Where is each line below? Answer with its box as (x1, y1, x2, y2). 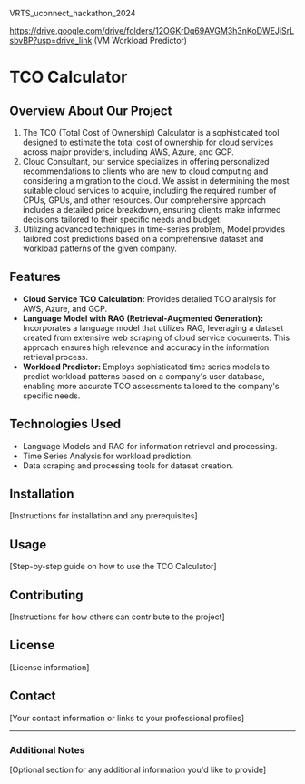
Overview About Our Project (9, 103, 172, 118)
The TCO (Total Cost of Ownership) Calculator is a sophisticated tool (22, 127, 280, 137)
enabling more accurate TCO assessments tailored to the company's (22, 380, 280, 391)
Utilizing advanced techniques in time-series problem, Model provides (22, 224, 286, 235)
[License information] (9, 661, 90, 672)
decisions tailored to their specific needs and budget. (22, 214, 222, 225)
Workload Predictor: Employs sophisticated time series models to (22, 361, 271, 372)
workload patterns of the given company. (22, 243, 177, 254)
